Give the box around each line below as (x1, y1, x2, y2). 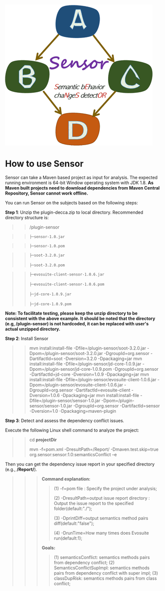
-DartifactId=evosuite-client (74, 387, 131, 393)
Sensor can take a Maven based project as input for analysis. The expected (5, 174, 158, 180)
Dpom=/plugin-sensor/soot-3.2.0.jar (29, 350, 103, 356)
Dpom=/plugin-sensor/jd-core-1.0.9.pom (29, 366, 112, 372)
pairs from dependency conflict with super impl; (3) (54, 570, 158, 576)
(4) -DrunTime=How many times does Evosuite (54, 530, 149, 536)
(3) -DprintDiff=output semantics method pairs (54, 515, 148, 521)
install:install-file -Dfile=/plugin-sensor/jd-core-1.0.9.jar (29, 360, 141, 367)
